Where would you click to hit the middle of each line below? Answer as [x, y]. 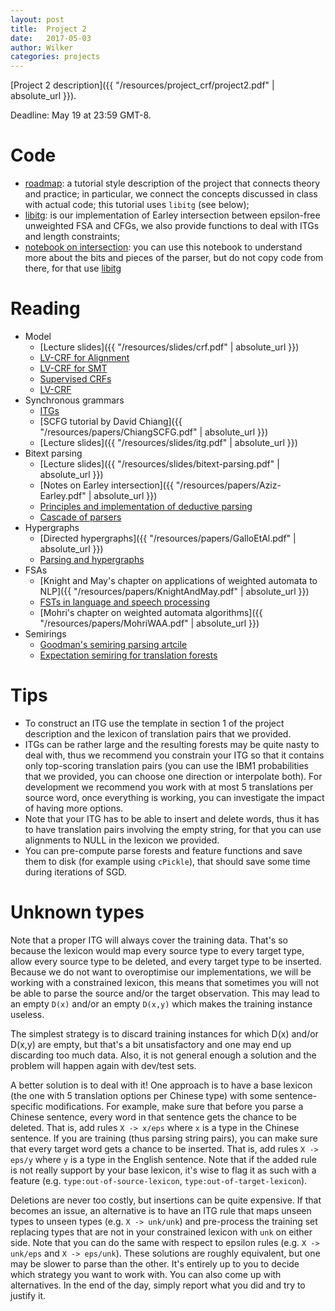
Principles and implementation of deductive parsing [146, 506]
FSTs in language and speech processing [124, 602]
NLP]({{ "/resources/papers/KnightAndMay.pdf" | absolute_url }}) [174, 591]
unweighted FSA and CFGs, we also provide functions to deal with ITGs [172, 226]
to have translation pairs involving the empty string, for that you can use [173, 829]
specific [27, 1106]
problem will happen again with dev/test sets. [103, 1065]
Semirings [45, 634]
